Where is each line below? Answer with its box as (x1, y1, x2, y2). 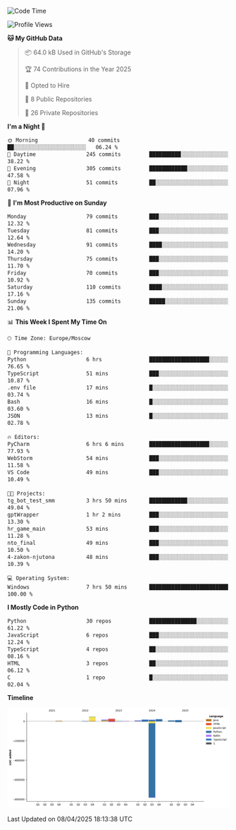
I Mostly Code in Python (7, 603, 79, 611)
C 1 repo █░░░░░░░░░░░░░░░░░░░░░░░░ (7, 674, 229, 681)
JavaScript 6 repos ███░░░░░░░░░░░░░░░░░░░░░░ (7, 632, 229, 639)
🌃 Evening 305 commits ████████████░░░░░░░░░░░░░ (7, 165, 229, 172)
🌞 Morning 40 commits (7, 137, 120, 144)
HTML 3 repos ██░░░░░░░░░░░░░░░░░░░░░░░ (7, 660, 229, 667)
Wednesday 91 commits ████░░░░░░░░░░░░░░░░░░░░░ (7, 241, 229, 248)
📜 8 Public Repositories (24, 95, 92, 103)
